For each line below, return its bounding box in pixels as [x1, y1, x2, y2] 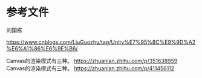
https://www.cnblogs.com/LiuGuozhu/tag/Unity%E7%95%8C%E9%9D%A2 [6, 38, 196, 46]
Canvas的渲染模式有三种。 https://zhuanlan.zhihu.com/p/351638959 [6, 57, 178, 64]
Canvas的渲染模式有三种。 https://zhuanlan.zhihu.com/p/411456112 [6, 64, 175, 72]
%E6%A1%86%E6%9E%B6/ [6, 44, 78, 52]
